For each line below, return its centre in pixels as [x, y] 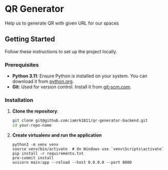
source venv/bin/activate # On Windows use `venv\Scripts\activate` [88, 149]
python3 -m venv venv [35, 145]
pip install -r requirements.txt [48, 154]
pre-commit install [33, 158]
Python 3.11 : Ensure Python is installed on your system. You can [80, 76]
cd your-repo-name [32, 125]
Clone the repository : [35, 111]
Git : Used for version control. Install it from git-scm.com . [72, 87]
